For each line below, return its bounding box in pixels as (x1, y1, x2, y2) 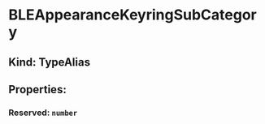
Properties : (8, 83, 67, 96)
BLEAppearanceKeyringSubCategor (8, 6, 258, 24)
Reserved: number (8, 107, 78, 118)
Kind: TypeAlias (8, 55, 91, 69)
